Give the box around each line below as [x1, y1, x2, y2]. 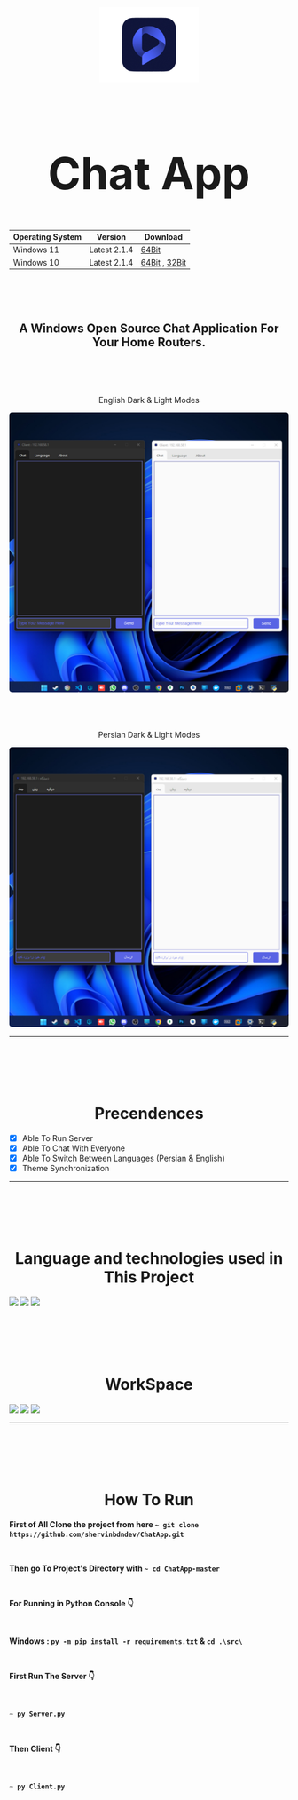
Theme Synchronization [21, 1163, 110, 1174]
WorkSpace [105, 1375, 193, 1395]
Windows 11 [12, 244, 59, 255]
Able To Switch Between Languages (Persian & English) [21, 1153, 225, 1163]
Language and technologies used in [14, 1249, 284, 1269]
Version [96, 232, 127, 242]
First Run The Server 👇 [9, 1670, 95, 1681]
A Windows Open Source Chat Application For [19, 321, 279, 337]
